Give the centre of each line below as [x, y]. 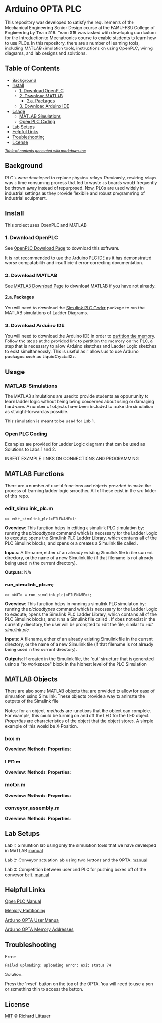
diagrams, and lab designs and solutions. [46, 53]
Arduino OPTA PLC [43, 9]
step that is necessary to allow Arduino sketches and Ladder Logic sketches [81, 346]
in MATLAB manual [24, 850]
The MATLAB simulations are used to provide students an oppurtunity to [77, 396]
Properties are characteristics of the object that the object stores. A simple [79, 721]
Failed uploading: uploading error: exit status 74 [58, 966]
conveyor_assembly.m [32, 808]
